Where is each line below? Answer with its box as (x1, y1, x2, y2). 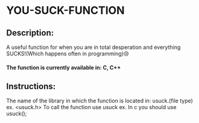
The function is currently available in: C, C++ (6, 64, 121, 71)
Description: (6, 28, 54, 38)
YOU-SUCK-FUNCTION (6, 4, 125, 17)
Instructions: (6, 81, 56, 91)
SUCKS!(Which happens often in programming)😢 (6, 50, 130, 57)
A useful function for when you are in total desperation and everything (6, 43, 181, 51)
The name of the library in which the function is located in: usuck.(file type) (6, 97, 193, 104)
